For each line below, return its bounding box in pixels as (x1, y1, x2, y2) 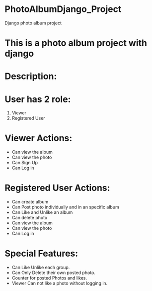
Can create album (11, 199, 49, 205)
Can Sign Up (11, 160, 38, 166)
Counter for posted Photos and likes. (11, 275, 87, 281)
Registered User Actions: (4, 183, 110, 194)
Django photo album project (4, 20, 62, 26)
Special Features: (4, 248, 78, 259)
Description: (4, 71, 57, 82)
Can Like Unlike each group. (11, 265, 70, 271)
